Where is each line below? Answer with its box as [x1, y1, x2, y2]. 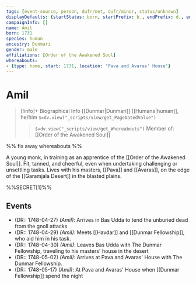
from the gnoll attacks [14, 223, 68, 230]
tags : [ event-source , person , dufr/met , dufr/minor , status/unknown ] [6, 8, 179, 15]
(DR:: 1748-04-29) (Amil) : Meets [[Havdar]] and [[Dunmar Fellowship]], [14, 229, 185, 236]
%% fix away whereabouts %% [6, 143, 82, 150]
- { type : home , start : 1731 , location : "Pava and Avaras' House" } [6, 63, 171, 69]
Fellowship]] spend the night [14, 273, 83, 280]
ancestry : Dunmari [6, 42, 51, 47]
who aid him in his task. [14, 235, 71, 242]
